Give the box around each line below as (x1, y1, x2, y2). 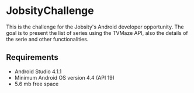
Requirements (6, 52, 58, 62)
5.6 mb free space (14, 80, 59, 87)
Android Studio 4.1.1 (14, 68, 62, 75)
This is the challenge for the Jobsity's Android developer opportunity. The (6, 23, 184, 30)
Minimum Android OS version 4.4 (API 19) (14, 74, 115, 81)
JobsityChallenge (6, 4, 95, 17)
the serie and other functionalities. (6, 35, 89, 42)
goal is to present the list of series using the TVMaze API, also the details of (6, 29, 188, 36)
